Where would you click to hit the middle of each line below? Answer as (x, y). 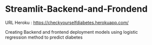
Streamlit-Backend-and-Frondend (76, 9)
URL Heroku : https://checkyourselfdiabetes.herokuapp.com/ (67, 22)
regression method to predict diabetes (44, 37)
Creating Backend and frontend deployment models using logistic (72, 32)
